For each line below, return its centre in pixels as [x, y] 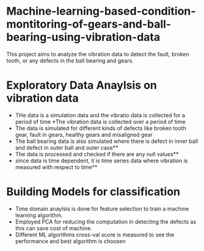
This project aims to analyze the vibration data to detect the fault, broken [98, 54]
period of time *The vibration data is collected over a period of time [100, 122]
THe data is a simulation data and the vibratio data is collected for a [100, 115]
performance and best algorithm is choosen [71, 241]
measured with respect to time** [56, 167]
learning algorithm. [39, 215]
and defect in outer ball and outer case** [67, 147]
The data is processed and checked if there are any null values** [97, 154]
